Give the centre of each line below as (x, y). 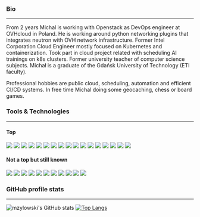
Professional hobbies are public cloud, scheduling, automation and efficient (99, 83)
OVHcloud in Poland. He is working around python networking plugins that (97, 34)
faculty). (16, 72)
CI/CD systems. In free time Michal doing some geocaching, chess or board (99, 90)
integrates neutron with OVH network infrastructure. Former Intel (85, 40)
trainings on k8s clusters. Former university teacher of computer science (96, 59)
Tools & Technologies (38, 111)
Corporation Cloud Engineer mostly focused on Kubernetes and (84, 46)
